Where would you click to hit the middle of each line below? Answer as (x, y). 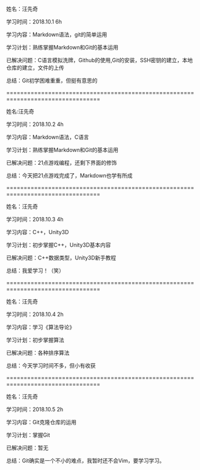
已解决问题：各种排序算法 (38, 353)
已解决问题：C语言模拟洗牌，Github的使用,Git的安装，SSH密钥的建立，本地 (100, 60)
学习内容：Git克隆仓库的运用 (41, 422)
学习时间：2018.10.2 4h (35, 124)
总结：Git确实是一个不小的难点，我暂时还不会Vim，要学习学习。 (86, 461)
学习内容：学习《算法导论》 (41, 327)
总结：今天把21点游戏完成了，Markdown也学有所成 (70, 176)
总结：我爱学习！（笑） (35, 271)
